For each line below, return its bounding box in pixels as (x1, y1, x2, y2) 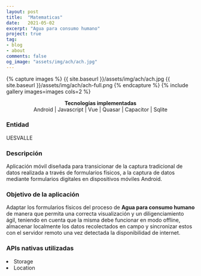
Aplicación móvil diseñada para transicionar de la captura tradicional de (6, 162, 183, 170)
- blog (6, 42, 23, 48)
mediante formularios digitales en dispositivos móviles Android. (6, 176, 163, 183)
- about (6, 48, 26, 54)
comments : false (6, 53, 47, 59)
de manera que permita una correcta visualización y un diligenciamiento (6, 210, 184, 217)
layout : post (6, 8, 39, 15)
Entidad (6, 121, 29, 129)
